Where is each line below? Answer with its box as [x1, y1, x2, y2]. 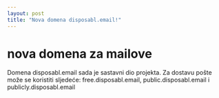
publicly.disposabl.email [7, 83, 76, 91]
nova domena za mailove [7, 46, 153, 62]
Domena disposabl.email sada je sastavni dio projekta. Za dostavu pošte [7, 69, 212, 77]
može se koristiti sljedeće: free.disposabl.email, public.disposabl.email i [7, 76, 210, 84]
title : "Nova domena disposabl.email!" [7, 16, 122, 23]
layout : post [7, 10, 45, 17]
